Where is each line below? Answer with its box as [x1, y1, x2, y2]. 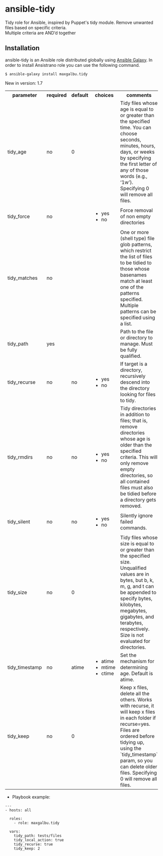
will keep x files [120, 708, 155, 715]
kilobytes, [120, 601, 142, 608]
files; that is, [120, 417, 148, 424]
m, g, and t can [120, 583, 154, 589]
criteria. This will [120, 453, 158, 460]
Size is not [120, 631, 144, 638]
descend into [120, 379, 150, 386]
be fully [120, 346, 137, 353]
